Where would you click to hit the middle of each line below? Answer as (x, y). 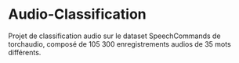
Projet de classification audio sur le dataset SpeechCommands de (114, 36)
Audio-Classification (77, 14)
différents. (25, 52)
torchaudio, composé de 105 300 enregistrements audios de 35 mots (119, 44)
